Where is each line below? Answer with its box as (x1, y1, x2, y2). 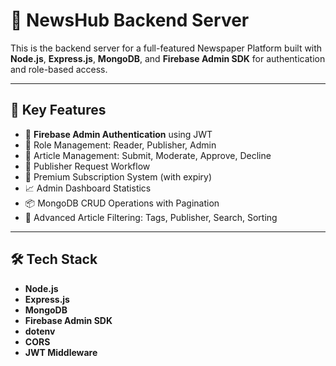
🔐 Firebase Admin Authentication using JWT (24, 128, 213, 140)
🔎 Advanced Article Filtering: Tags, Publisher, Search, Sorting (24, 211, 278, 223)
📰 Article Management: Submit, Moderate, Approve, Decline (24, 149, 272, 161)
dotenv (24, 325, 56, 337)
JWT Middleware (24, 346, 98, 358)
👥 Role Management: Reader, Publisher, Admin (24, 139, 217, 151)
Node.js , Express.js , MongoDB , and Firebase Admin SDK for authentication (10, 52, 326, 64)
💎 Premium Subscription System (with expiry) (24, 170, 213, 183)
